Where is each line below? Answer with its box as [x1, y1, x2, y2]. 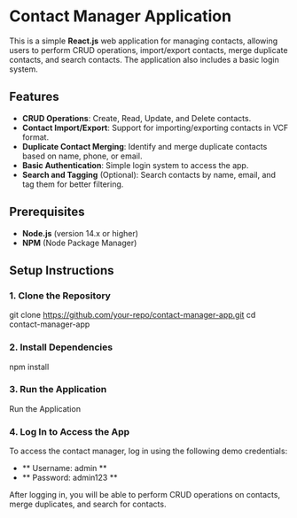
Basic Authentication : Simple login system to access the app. [21, 159, 249, 170]
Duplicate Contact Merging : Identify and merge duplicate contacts [21, 141, 268, 151]
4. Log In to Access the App [9, 425, 130, 437]
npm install [9, 361, 50, 372]
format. [21, 131, 50, 143]
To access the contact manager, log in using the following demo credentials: [9, 445, 288, 457]
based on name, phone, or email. [21, 151, 143, 161]
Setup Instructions [9, 263, 114, 278]
